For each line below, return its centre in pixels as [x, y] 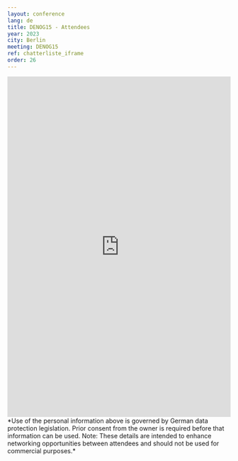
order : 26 [22, 60]
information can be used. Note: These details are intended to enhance [109, 435]
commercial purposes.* [41, 450]
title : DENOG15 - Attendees [49, 27]
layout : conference [36, 14]
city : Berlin [27, 40]
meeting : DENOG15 [33, 47]
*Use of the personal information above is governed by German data [108, 421]
